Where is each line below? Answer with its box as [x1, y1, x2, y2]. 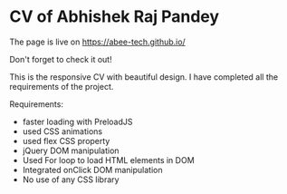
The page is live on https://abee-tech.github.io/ [9, 36, 186, 47]
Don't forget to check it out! [9, 53, 112, 64]
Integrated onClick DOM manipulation [22, 164, 163, 175]
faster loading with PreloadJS [22, 116, 133, 127]
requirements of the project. [9, 81, 114, 92]
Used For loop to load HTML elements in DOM [22, 154, 195, 165]
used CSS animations [22, 125, 102, 137]
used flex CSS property [22, 135, 110, 146]
